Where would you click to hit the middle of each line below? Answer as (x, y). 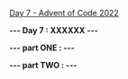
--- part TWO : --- (43, 65)
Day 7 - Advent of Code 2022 (64, 13)
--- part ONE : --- (42, 48)
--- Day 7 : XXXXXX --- (54, 30)
